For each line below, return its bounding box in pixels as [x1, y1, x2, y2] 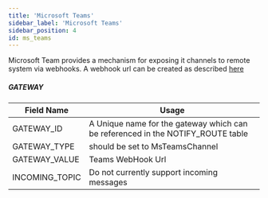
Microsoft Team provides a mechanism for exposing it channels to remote [8, 56, 250, 65]
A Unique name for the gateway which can [89, 118, 249, 130]
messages [89, 177, 128, 188]
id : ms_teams [8, 33, 52, 42]
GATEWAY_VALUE [12, 154, 80, 165]
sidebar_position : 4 [8, 26, 77, 34]
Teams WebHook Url [89, 154, 167, 165]
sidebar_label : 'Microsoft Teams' [8, 19, 124, 27]
